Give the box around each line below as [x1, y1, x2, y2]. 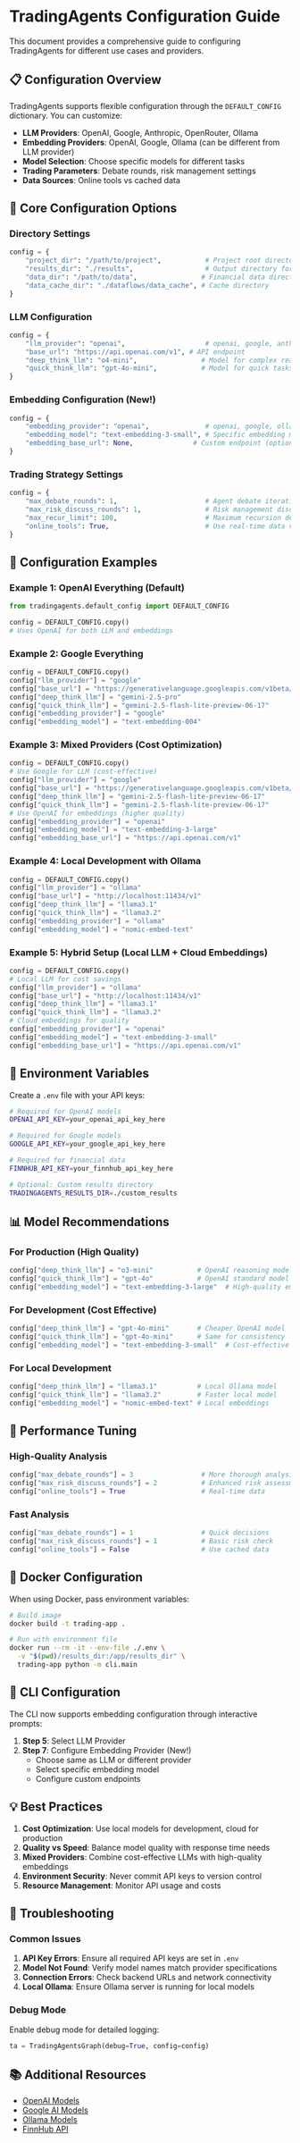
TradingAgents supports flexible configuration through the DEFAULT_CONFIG [9, 100, 281, 111]
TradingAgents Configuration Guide [9, 6, 281, 27]
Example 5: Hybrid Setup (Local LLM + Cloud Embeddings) [9, 945, 268, 958]
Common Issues [9, 1932, 82, 1945]
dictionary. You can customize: [9, 110, 123, 121]
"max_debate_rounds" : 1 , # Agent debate [25, 497, 262, 506]
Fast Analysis [9, 1508, 70, 1520]
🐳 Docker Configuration [9, 1570, 143, 1585]
